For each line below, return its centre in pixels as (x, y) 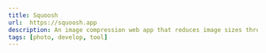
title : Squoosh (33, 15)
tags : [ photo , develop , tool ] (58, 37)
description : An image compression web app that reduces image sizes (125, 30)
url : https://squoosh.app (53, 23)
